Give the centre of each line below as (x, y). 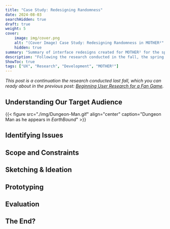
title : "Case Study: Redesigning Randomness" (54, 10)
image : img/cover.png (37, 38)
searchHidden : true (26, 19)
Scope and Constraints (42, 152)
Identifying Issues (34, 135)
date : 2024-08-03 (24, 15)
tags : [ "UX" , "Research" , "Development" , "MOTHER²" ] (62, 66)
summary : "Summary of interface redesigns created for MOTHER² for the (82, 52)
